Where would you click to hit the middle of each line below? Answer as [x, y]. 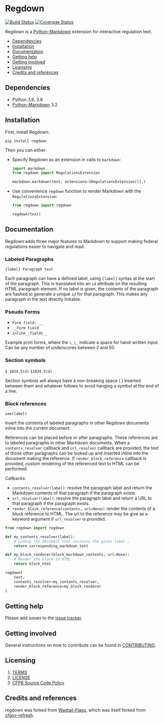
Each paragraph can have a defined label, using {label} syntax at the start [80, 278]
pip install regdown [26, 141]
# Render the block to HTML [42, 559]
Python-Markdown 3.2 [35, 105]
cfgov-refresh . [20, 715]
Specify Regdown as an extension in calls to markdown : [66, 159]
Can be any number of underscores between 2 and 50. [60, 348]
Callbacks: [16, 478]
